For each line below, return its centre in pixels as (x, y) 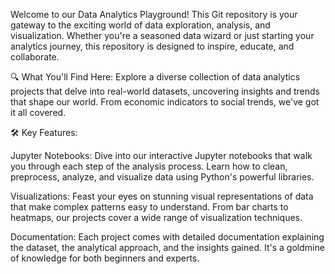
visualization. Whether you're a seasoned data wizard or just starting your (162, 35)
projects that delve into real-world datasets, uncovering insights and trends (165, 91)
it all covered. (38, 112)
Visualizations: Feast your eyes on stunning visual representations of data (162, 196)
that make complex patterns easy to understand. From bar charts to (149, 207)
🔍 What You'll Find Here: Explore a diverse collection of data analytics (155, 77)
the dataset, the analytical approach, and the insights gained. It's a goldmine (167, 247)
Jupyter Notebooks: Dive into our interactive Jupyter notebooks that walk (161, 155)
